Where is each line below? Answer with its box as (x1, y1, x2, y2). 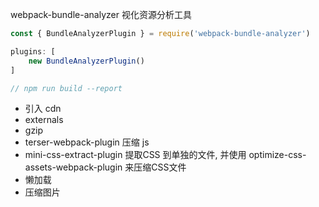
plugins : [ (10, 46, 56, 57)
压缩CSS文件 (133, 161, 187, 173)
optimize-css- (248, 149, 307, 161)
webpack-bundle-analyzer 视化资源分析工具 (10, 9, 192, 20)
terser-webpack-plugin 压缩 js (24, 136, 150, 148)
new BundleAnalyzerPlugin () (28, 56, 145, 66)
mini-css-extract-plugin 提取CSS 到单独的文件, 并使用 (24, 149, 247, 161)
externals (24, 114, 64, 126)
